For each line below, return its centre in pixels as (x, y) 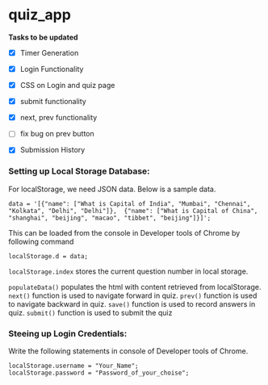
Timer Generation (49, 52)
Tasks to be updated (43, 37)
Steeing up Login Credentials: (68, 333)
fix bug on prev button (57, 134)
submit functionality (53, 102)
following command (41, 241)
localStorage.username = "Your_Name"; (73, 366)
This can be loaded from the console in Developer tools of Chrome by (124, 232)
